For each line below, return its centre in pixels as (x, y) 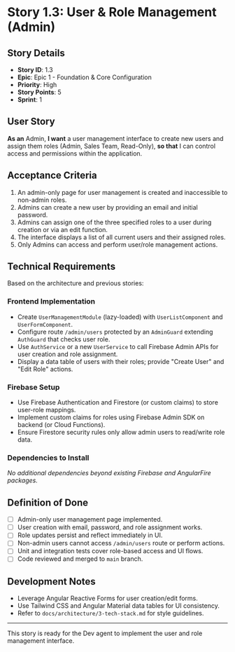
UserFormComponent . (45, 324)
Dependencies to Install (48, 458)
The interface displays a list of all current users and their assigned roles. (121, 237)
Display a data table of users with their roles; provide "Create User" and (121, 361)
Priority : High (37, 84)
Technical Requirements (62, 267)
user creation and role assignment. (67, 354)
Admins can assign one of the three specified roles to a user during (114, 222)
